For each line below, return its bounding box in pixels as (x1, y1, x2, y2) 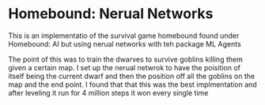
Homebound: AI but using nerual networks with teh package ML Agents (8, 39, 241, 48)
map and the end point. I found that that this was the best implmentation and (8, 80, 257, 89)
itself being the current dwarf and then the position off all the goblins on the (8, 71, 256, 81)
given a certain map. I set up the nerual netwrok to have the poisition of (8, 62, 241, 72)
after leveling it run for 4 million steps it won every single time (8, 88, 209, 97)
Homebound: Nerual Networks (8, 5, 214, 23)
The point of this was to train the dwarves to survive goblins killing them (8, 54, 243, 64)
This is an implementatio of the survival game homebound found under (8, 31, 240, 40)
